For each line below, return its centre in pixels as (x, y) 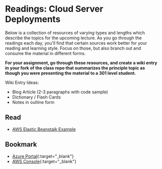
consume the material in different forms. (45, 53)
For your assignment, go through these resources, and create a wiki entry (81, 63)
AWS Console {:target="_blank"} (44, 161)
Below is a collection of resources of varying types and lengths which (75, 33)
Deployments (33, 19)
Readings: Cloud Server (54, 9)
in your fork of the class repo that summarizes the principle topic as (75, 68)
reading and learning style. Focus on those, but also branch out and (73, 48)
